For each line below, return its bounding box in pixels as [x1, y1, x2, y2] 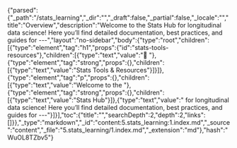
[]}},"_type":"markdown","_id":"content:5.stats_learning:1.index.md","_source [7, 118, 231, 126]
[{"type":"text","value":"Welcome [7, 81, 104, 89]
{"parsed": [7, 6, 39, 14]
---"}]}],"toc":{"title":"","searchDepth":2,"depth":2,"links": [38, 111, 206, 119]
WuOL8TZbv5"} [7, 133, 54, 142]
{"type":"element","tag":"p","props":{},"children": [7, 73, 150, 82]
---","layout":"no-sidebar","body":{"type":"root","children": [38, 36, 210, 44]
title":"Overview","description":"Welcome [7, 21, 127, 29]
